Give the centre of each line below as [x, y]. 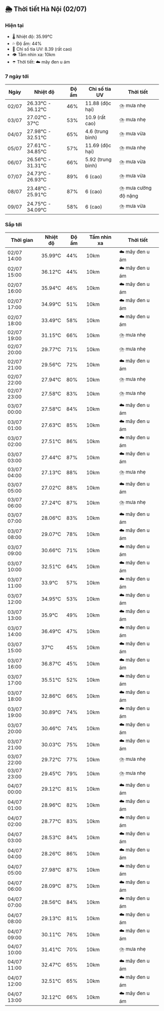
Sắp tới [13, 224]
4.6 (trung [97, 131]
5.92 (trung [98, 159]
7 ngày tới [17, 76]
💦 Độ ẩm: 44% [27, 43]
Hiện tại [14, 25]
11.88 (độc [98, 103]
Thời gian [22, 240]
